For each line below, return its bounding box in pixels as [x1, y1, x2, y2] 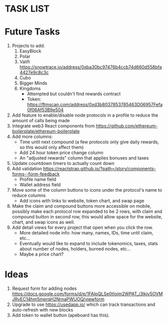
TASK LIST [5, 3, 50, 15]
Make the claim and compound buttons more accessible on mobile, [12, 203, 151, 209]
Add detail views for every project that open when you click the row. [12, 224, 153, 230]
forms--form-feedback [12, 171, 60, 177]
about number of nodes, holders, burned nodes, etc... [19, 246, 131, 252]
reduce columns [12, 192, 46, 199]
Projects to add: [12, 43, 45, 49]
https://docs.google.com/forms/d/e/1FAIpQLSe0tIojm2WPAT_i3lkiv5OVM [12, 291, 163, 297]
